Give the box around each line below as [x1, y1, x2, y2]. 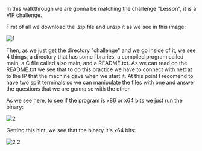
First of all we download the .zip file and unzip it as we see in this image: [6, 24, 186, 30]
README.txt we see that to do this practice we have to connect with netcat [6, 66, 192, 73]
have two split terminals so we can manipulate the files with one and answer [6, 79, 196, 86]
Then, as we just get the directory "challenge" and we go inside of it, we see [6, 47, 196, 54]
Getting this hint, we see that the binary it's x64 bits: [6, 127, 136, 133]
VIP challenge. [6, 11, 42, 19]
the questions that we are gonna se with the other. [6, 85, 131, 92]
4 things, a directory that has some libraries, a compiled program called [6, 53, 184, 60]
